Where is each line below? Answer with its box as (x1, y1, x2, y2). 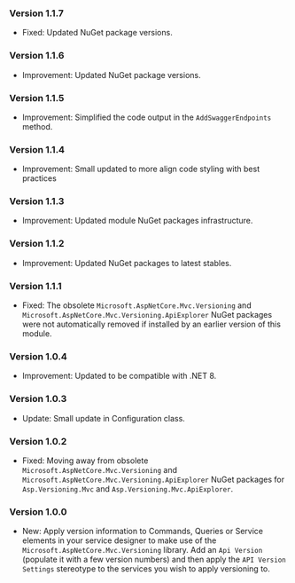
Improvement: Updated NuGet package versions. (21, 69, 201, 80)
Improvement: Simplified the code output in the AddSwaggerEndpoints (21, 112, 272, 122)
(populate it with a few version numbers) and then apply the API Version (21, 554, 286, 565)
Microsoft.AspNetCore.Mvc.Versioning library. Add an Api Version (21, 545, 263, 555)
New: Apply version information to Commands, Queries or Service (21, 526, 264, 537)
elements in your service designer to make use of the (21, 535, 217, 546)
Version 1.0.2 (9, 435, 67, 447)
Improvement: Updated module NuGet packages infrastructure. (21, 216, 253, 226)
